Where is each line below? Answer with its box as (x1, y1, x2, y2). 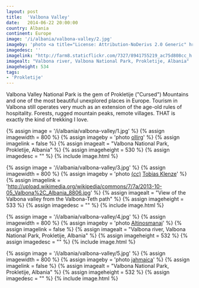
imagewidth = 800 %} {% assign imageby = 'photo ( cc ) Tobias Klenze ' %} (6, 170, 188, 177)
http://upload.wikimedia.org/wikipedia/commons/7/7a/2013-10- (8, 183, 162, 190)
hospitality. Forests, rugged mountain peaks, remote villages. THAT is (6, 110, 176, 117)
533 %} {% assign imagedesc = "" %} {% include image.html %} (6, 202, 164, 209)
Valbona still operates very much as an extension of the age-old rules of (6, 103, 182, 111)
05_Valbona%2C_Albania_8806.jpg (6, 189, 91, 196)
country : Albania (6, 25, 49, 31)
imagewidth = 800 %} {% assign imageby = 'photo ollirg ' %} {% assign (6, 134, 180, 141)
